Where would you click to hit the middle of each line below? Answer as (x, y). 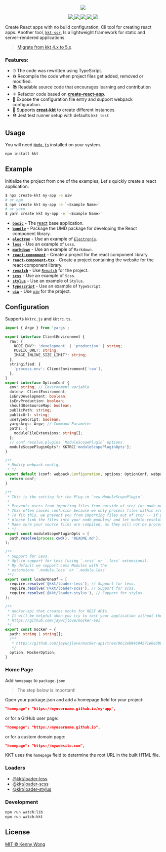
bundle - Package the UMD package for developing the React (75, 228)
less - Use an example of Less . (44, 244)
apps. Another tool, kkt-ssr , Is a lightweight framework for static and (75, 32)
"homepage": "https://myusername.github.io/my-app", (61, 709)
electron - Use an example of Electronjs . (55, 239)
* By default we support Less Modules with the (57, 566)
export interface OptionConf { (37, 383)
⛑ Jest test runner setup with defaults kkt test (61, 116)
